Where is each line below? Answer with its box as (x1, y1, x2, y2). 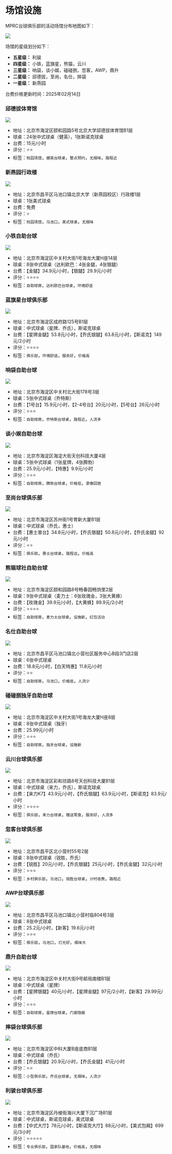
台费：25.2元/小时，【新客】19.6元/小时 (12, 925, 95, 931)
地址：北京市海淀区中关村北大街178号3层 (12, 389, 100, 395)
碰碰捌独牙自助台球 (5, 691, 53, 699)
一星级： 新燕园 (12, 80, 46, 86)
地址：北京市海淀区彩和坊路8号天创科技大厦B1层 (12, 778, 116, 784)
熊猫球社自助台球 (5, 564, 48, 571)
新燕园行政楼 (5, 169, 37, 176)
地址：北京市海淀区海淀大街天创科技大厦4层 (12, 452, 106, 458)
